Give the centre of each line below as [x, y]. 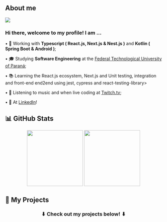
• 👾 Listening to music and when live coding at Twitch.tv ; [63, 93]
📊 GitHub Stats [29, 118]
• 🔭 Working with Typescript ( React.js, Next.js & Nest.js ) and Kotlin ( [78, 44]
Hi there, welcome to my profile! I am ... [53, 33]
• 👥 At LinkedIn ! [21, 102]
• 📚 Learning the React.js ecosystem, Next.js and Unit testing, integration [81, 76]
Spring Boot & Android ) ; [31, 49]
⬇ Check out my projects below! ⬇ [83, 214]
